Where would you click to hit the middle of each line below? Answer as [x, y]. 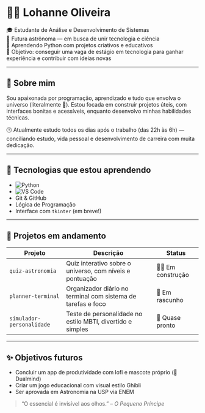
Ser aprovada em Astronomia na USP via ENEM [74, 392]
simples [77, 329]
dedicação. [20, 145]
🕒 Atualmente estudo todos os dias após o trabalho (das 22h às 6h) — [95, 130]
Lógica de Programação [45, 204]
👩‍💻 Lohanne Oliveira [59, 13]
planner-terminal [34, 296]
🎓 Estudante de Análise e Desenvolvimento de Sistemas [78, 29]
